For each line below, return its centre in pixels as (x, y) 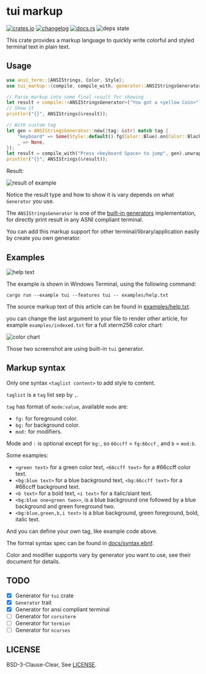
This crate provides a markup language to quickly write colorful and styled (100, 40)
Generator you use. (30, 201)
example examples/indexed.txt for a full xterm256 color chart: (85, 325)
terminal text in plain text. (38, 47)
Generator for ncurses (43, 630)
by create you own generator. (44, 238)
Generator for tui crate (44, 595)
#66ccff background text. (48, 486)
